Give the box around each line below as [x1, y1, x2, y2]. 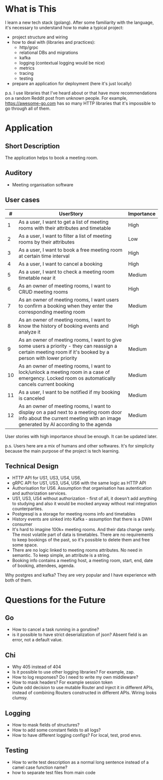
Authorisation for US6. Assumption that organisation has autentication [12, 485, 152, 491]
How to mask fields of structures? [12, 722, 80, 727]
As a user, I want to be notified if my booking [18, 389, 120, 395]
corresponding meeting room [18, 308, 85, 315]
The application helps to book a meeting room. [5, 155, 98, 160]
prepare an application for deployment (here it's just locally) [12, 80, 132, 86]
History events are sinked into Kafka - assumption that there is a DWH [12, 516, 152, 522]
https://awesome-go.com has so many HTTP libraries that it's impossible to [5, 100, 156, 106]
